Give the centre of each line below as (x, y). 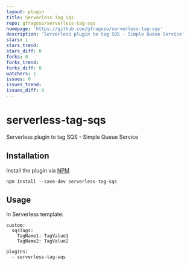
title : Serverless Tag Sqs (40, 17)
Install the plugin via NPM (38, 170)
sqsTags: (23, 231)
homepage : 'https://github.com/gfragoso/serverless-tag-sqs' (85, 29)
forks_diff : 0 (24, 68)
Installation (28, 156)
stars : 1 (17, 40)
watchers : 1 (21, 74)
